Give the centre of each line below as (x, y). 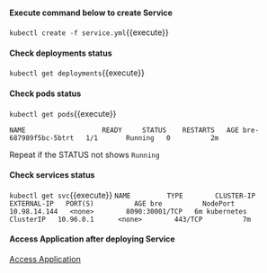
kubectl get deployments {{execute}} (77, 73)
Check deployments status (61, 53)
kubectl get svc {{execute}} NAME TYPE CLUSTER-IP (133, 195)
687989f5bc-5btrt (42, 138)
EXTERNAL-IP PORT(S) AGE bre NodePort (122, 203)
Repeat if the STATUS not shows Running (85, 154)
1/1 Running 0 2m (152, 138)
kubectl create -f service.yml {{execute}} (89, 32)
